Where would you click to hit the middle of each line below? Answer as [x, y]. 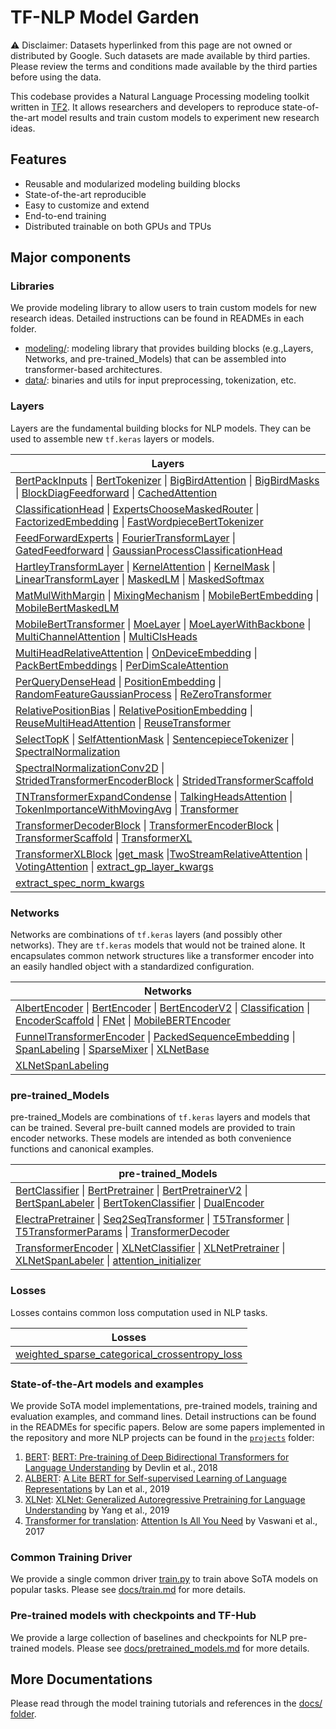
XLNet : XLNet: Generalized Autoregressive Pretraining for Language [165, 1499]
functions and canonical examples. [82, 1149]
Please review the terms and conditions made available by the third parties [164, 66]
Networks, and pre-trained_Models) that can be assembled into [155, 359]
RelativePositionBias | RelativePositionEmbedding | [134, 710]
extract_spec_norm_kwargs [80, 883]
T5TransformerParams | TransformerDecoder [122, 1232]
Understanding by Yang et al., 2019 [97, 1510]
